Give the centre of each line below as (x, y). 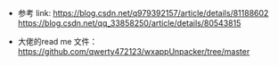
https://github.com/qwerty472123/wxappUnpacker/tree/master (134, 51)
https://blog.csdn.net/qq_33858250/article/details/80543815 (129, 23)
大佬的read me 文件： (57, 41)
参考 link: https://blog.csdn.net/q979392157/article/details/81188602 (143, 13)
